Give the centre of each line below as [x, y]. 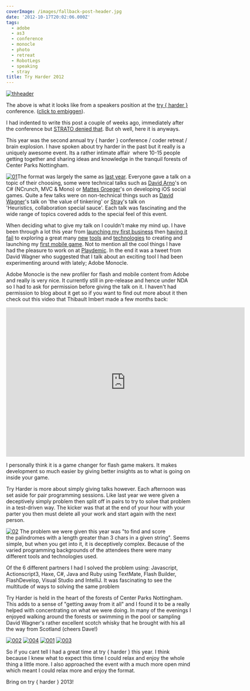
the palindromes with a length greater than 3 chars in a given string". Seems [98, 538]
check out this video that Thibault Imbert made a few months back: [87, 299]
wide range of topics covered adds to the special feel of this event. [87, 214]
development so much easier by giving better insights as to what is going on [98, 471]
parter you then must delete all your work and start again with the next [91, 514]
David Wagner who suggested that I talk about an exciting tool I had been [94, 257]
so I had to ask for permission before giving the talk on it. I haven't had [91, 287]
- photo [21, 50]
